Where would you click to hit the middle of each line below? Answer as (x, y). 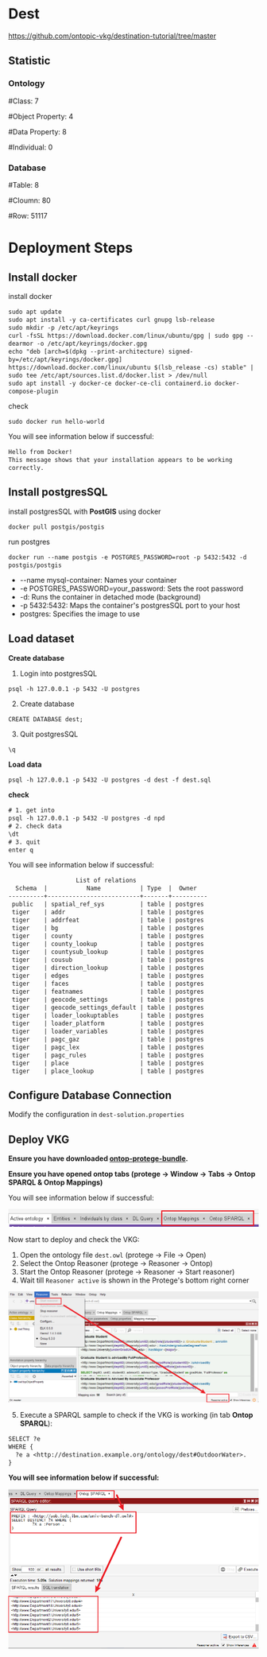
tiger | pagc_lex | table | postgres (108, 1047)
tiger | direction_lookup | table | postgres (108, 968)
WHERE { (21, 1447)
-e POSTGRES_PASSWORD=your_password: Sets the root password (132, 588)
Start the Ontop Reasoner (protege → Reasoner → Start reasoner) (127, 1271)
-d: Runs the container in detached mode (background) (110, 596)
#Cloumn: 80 (30, 200)
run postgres (29, 541)
